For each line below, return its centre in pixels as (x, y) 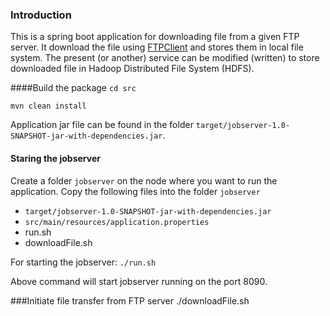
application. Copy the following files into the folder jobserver (135, 191)
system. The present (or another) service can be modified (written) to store (165, 58)
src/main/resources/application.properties (117, 222)
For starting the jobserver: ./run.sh (83, 262)
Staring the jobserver (55, 158)
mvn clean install (48, 106)
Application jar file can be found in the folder (102, 125)
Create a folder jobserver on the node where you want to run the (144, 180)
